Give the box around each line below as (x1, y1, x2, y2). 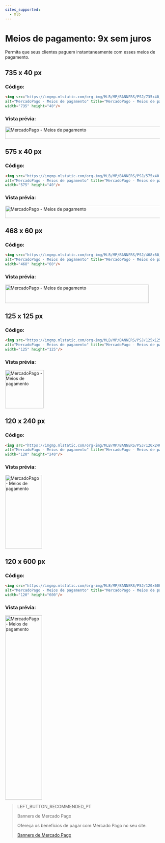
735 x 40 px (5, 68, 42, 77)
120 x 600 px (5, 557, 46, 566)
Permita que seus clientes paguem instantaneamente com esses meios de (5, 49, 156, 55)
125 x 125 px (5, 312, 43, 320)
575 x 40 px (5, 148, 42, 156)
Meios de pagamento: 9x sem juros (5, 33, 151, 44)
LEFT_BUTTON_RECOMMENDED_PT (17, 804, 92, 810)
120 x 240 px (5, 417, 45, 425)
